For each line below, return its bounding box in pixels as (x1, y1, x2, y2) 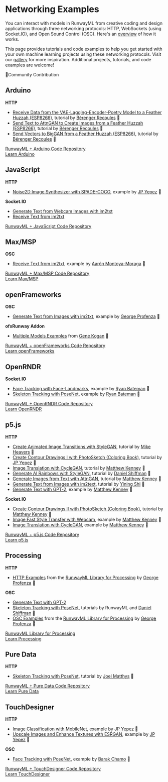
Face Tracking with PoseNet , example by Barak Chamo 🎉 (12, 756, 130, 762)
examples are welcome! (5, 62, 54, 68)
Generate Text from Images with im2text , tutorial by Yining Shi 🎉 (12, 481, 145, 487)
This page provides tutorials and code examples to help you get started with (5, 46, 162, 52)
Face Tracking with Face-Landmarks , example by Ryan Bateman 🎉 (12, 386, 150, 391)
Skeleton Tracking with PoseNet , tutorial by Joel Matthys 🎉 (12, 673, 134, 679)
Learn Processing (5, 635, 42, 641)
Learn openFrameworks (5, 348, 55, 354)
